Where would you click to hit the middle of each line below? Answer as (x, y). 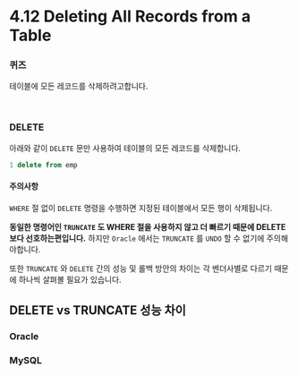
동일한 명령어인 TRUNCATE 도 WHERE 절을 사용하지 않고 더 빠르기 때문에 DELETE (148, 226)
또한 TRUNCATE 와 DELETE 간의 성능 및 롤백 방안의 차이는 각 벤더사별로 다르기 (141, 268)
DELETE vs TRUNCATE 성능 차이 (98, 311)
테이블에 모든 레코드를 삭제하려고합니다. (79, 86)
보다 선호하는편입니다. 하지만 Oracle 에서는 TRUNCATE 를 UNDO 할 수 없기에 (137, 238)
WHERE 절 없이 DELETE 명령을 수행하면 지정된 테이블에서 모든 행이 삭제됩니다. (141, 208)
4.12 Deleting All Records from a (130, 17)
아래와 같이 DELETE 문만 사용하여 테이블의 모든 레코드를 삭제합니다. (125, 148)
